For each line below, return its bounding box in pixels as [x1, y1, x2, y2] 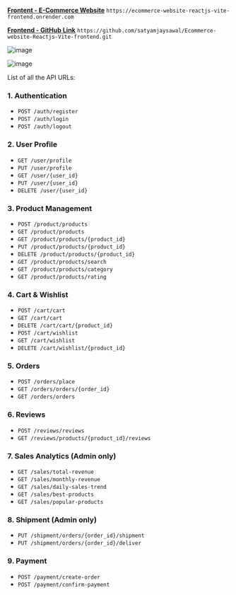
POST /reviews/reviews [17, 427, 85, 434]
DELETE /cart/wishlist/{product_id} [17, 345, 126, 352]
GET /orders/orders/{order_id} [17, 386, 110, 393]
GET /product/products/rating [17, 273, 107, 280]
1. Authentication [7, 91, 67, 100]
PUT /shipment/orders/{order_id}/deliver [17, 540, 141, 547]
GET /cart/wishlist [17, 337, 76, 345]
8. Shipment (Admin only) [7, 515, 98, 524]
